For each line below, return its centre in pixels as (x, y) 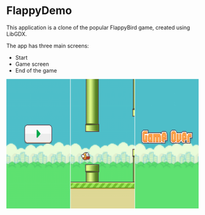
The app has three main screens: (48, 46)
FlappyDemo (39, 11)
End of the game (36, 70)
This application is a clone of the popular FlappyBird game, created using (98, 27)
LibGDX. (17, 33)
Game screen (32, 64)
